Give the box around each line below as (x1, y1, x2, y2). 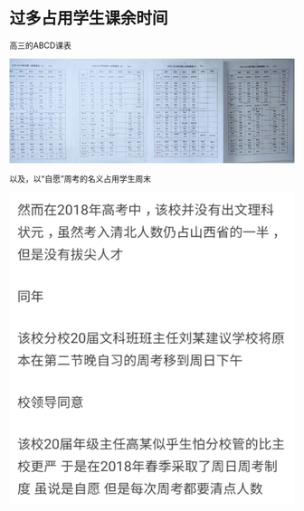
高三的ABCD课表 (9, 40, 72, 51)
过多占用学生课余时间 (9, 8, 169, 29)
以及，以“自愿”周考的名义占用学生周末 (9, 174, 152, 185)
